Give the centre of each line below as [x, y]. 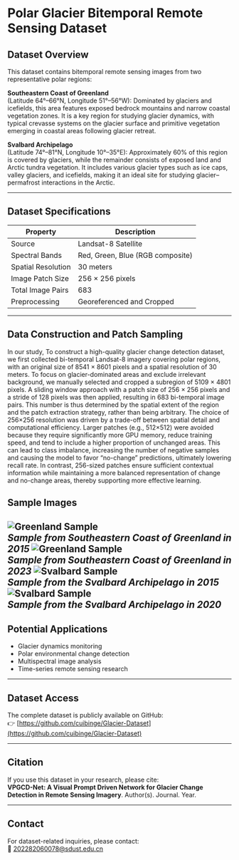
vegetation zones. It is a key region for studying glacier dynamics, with [111, 116]
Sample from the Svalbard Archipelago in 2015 [113, 582]
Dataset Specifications [59, 212]
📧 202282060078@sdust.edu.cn [55, 849]
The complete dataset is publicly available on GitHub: [85, 715]
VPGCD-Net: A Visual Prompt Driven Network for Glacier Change [106, 787]
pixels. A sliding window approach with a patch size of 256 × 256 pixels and [119, 389]
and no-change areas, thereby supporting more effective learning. [104, 480]
